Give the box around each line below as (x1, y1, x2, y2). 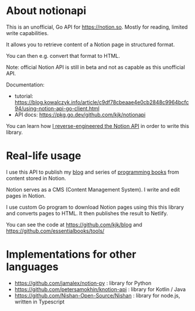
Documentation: (6, 81, 45, 88)
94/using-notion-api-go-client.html (14, 105, 100, 112)
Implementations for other (6, 248, 136, 261)
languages (6, 260, 59, 274)
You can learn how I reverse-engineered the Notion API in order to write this (6, 122, 189, 129)
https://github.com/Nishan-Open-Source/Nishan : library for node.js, (14, 292, 180, 299)
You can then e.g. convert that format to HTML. (6, 52, 120, 59)
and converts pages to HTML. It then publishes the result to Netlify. (6, 209, 168, 217)
